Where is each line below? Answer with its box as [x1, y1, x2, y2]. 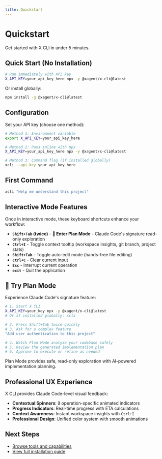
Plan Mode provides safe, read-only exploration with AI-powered [5, 358, 136, 364]
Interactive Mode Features [5, 203, 87, 212]
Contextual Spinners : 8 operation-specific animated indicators [12, 400, 140, 406]
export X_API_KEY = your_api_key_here [5, 136, 80, 141]
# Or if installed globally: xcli [5, 313, 76, 318]
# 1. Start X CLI [5, 304, 41, 309]
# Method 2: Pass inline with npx [5, 145, 76, 150]
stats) [12, 246, 24, 252]
